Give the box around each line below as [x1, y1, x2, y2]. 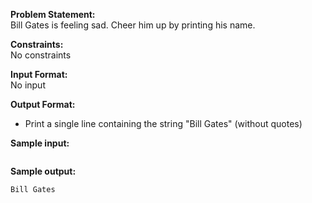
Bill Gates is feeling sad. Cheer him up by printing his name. [10, 19, 256, 31]
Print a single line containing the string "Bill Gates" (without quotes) [24, 118, 303, 129]
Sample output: [10, 165, 77, 177]
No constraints [10, 49, 72, 61]
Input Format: [10, 69, 68, 80]
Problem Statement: [10, 9, 96, 20]
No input [10, 79, 46, 91]
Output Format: [10, 99, 76, 110]
